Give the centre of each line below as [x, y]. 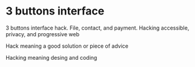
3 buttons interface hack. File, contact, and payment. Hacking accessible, [97, 28]
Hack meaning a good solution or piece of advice [67, 46]
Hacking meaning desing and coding [51, 57]
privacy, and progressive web [43, 34]
